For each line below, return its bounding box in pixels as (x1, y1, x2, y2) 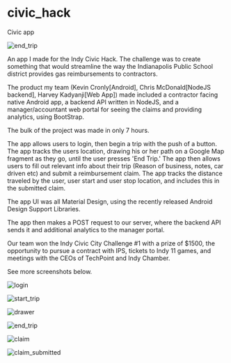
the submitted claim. (7, 184, 66, 192)
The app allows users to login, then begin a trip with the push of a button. (7, 139, 217, 147)
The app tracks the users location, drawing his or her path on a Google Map (7, 147, 225, 155)
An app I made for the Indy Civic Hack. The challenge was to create (7, 54, 201, 63)
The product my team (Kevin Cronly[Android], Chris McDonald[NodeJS (7, 83, 211, 91)
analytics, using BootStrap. (7, 113, 85, 121)
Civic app (7, 28, 35, 36)
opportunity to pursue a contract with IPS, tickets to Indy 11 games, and (7, 246, 212, 255)
